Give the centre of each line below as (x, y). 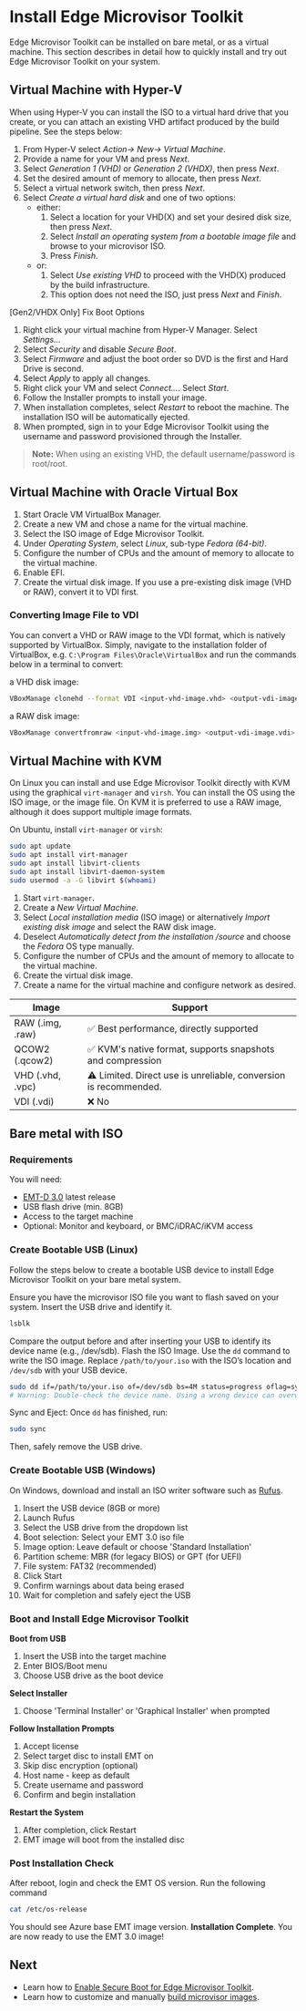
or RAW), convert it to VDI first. (81, 592)
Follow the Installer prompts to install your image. (115, 397)
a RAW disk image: (45, 716)
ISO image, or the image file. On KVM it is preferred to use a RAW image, (146, 802)
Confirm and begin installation (79, 1794)
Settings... (41, 339)
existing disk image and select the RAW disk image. (119, 926)
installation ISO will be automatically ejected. (106, 417)
